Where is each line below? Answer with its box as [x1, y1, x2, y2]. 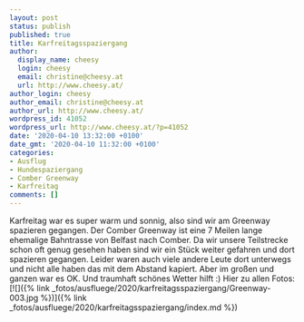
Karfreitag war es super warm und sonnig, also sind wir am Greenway [9, 215, 270, 226]
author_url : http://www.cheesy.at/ [9, 106, 144, 115]
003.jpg [9, 292, 39, 303]
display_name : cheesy [17, 55, 100, 64]
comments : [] [9, 190, 59, 200]
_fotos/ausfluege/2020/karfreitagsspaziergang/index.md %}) [9, 302, 239, 313]
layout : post [9, 13, 59, 23]
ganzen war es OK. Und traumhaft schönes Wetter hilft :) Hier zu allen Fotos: [9, 273, 295, 284]
